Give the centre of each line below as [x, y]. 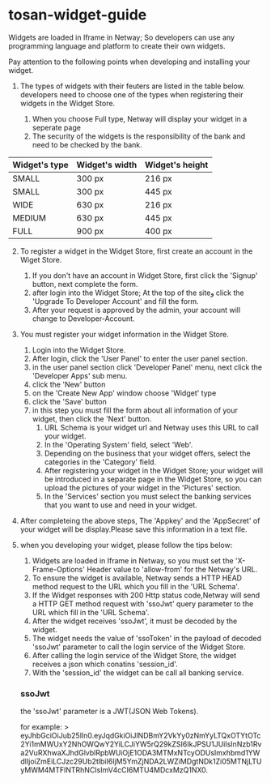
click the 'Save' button [70, 401]
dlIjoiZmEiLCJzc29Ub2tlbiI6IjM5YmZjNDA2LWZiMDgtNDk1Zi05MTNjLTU [141, 762]
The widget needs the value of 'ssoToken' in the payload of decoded [146, 638]
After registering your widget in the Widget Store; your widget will [154, 470]
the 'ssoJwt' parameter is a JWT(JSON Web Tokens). [109, 712]
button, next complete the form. [85, 284]
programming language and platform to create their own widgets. [117, 45]
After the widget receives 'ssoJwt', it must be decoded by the [135, 621]
